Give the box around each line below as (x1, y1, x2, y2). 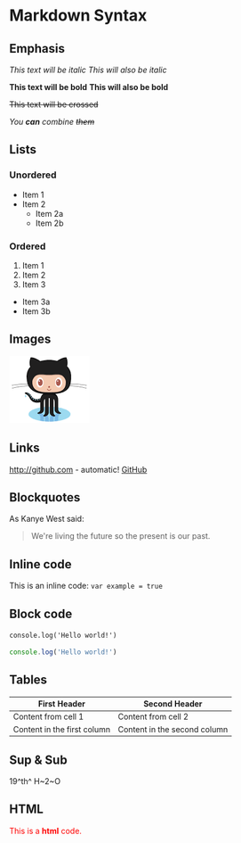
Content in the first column (12, 723, 111, 734)
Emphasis (9, 41, 65, 56)
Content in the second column (117, 723, 229, 734)
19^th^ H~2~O (9, 776, 61, 787)
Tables (9, 673, 47, 688)
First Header (38, 698, 86, 709)
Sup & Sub (9, 752, 68, 767)
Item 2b (35, 218, 64, 228)
